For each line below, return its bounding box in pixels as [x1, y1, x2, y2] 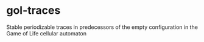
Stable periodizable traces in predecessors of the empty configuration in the [6, 23, 198, 31]
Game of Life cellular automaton [6, 29, 87, 37]
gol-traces [6, 4, 61, 17]
